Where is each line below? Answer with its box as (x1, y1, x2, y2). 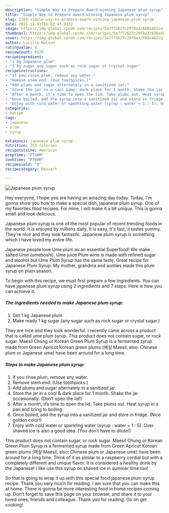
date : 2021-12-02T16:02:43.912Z (5, 21, 73, 27)
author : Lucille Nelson (5, 40, 55, 45)
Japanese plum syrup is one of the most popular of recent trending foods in (5, 220, 162, 226)
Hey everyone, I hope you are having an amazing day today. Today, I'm (5, 195, 152, 201)
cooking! (5, 502, 24, 508)
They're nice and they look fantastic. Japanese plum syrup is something (5, 231, 155, 237)
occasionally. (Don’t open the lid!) (12, 395, 82, 402)
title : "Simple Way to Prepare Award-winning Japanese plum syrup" (5, 12, 150, 17)
